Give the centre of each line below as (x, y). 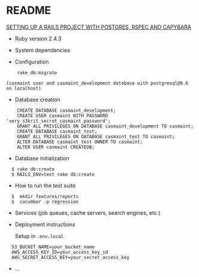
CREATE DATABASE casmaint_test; (57, 131)
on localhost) (24, 88)
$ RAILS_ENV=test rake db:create (53, 174)
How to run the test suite (45, 185)
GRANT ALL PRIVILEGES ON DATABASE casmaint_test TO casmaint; (96, 136)
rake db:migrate (37, 72)
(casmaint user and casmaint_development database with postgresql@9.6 (97, 83)
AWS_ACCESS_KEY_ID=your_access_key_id (60, 252)
